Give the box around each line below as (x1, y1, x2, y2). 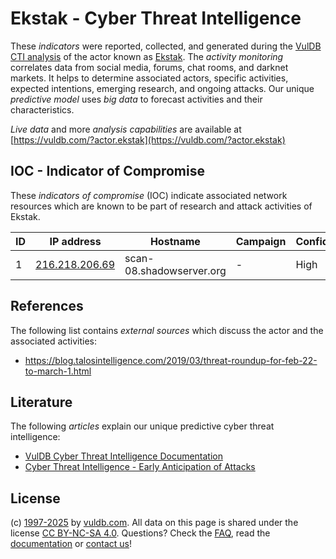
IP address (49, 234, 102, 248)
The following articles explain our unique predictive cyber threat (10, 420, 275, 432)
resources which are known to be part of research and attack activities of (10, 200, 313, 212)
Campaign (235, 234, 287, 248)
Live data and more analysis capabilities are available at (10, 123, 242, 135)
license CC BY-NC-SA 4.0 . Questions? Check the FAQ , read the (10, 527, 271, 539)
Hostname (149, 234, 201, 248)
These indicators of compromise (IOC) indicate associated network (10, 189, 288, 201)
